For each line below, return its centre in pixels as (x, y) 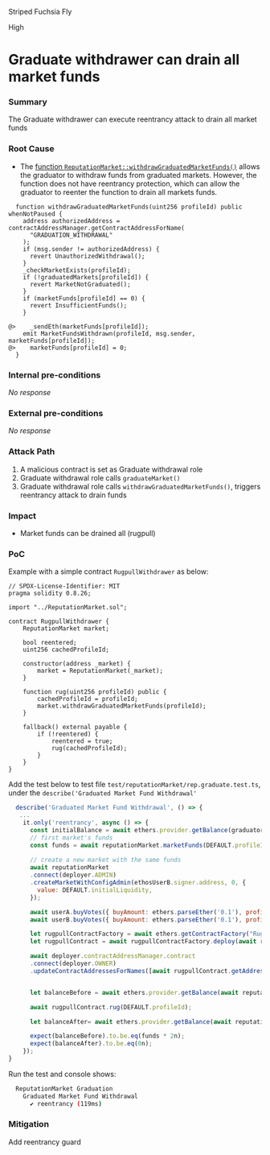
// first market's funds (71, 837)
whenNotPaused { (35, 214)
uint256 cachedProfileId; (66, 650)
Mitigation (29, 1124)
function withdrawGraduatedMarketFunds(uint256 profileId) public (129, 207)
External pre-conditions (56, 413)
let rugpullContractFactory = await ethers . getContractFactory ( (139, 934)
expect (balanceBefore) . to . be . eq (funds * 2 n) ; (107, 1036)
